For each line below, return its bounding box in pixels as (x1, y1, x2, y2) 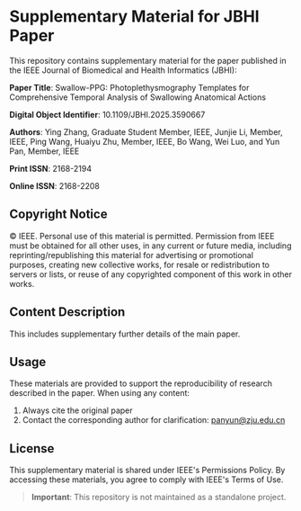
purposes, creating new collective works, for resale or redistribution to (9, 259, 270, 270)
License (9, 441, 55, 456)
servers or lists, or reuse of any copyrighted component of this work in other (9, 268, 293, 280)
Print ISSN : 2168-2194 (9, 163, 93, 174)
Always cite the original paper (22, 405, 133, 416)
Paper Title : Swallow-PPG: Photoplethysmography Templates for (9, 82, 250, 93)
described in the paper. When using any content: (9, 388, 190, 399)
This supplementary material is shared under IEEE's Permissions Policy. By (9, 465, 286, 476)
